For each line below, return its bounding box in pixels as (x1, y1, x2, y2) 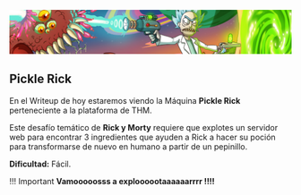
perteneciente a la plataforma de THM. (9, 105, 152, 115)
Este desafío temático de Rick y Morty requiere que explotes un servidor (9, 122, 279, 132)
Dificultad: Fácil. (9, 158, 72, 169)
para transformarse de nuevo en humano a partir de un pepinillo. (9, 140, 248, 152)
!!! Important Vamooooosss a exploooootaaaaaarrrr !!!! (9, 175, 215, 186)
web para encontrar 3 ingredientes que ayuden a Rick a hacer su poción (9, 131, 276, 142)
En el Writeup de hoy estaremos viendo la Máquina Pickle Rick (9, 95, 241, 106)
